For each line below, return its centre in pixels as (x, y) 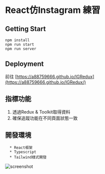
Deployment (25, 64)
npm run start (20, 45)
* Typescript (23, 152)
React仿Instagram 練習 (53, 10)
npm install (17, 40)
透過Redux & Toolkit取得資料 (41, 112)
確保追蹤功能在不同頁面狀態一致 (45, 118)
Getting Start (26, 29)
